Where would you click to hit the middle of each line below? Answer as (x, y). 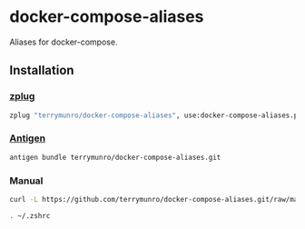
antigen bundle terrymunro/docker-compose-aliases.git (115, 157)
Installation (42, 70)
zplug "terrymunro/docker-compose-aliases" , (95, 115)
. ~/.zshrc (30, 215)
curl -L (24, 199)
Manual (26, 181)
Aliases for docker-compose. (64, 42)
